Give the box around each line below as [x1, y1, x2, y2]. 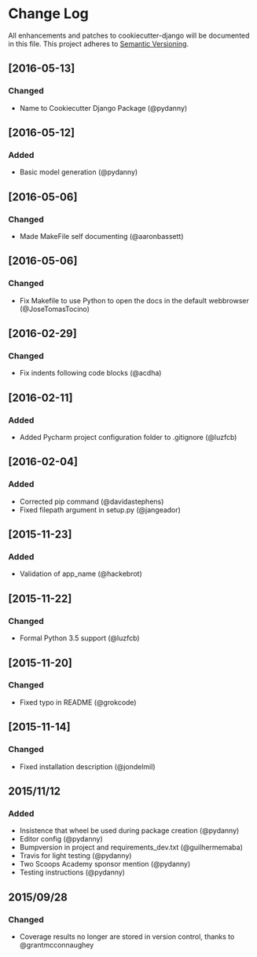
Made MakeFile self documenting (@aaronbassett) [19, 232, 184, 240]
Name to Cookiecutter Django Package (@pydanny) [19, 103, 188, 112]
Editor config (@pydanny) [19, 834, 104, 844]
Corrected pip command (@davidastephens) [19, 497, 164, 506]
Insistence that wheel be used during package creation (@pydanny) [19, 826, 240, 835]
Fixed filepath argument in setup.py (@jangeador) [19, 504, 181, 515]
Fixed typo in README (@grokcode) [19, 697, 137, 707]
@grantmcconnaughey [19, 940, 94, 949]
